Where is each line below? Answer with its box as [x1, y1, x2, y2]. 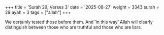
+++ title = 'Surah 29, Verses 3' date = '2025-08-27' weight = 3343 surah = [5, 4, 160, 10]
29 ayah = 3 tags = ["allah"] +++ [5, 9, 71, 15]
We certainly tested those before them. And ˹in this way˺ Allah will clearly [5, 19, 153, 25]
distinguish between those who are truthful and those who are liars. [5, 24, 142, 30]
